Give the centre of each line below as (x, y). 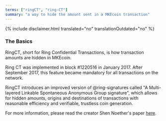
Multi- (155, 87)
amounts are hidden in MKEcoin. (39, 57)
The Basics (19, 41)
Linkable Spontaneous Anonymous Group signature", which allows (89, 93)
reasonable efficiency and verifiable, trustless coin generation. (69, 103)
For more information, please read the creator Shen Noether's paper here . (81, 113)
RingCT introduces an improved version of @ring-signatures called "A (77, 87)
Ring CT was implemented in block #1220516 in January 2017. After (74, 67)
